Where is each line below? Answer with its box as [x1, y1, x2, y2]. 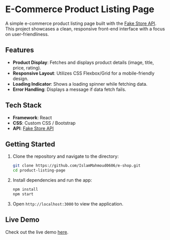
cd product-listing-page [12, 168, 66, 173]
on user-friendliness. [5, 31, 49, 37]
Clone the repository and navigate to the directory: [12, 153, 119, 159]
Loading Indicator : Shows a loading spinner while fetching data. [12, 81, 148, 87]
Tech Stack [5, 101, 42, 110]
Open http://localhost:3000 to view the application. [12, 200, 124, 207]
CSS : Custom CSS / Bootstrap [12, 120, 76, 126]
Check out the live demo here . [5, 229, 69, 235]
